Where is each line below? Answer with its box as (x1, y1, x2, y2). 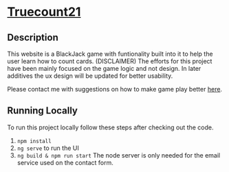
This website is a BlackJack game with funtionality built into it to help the (7, 50, 213, 58)
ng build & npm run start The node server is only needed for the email (17, 151, 221, 159)
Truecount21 (7, 4, 81, 20)
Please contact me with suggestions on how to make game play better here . (7, 85, 222, 93)
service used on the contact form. (17, 158, 113, 166)
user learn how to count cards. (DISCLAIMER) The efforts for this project (7, 57, 212, 65)
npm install (17, 138, 52, 144)
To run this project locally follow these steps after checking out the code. (7, 123, 214, 131)
